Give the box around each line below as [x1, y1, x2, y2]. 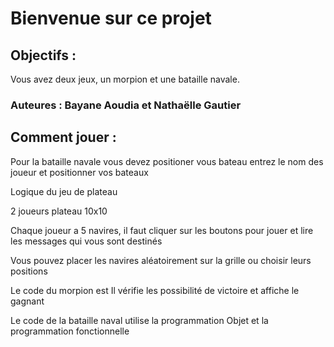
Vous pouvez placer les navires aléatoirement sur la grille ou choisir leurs [10, 254, 312, 266]
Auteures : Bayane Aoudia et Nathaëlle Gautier [10, 98, 242, 112]
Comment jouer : [10, 129, 117, 146]
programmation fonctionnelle [10, 325, 130, 337]
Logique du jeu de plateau [10, 185, 118, 197]
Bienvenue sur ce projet [10, 7, 212, 30]
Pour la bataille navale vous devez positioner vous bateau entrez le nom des [10, 155, 324, 167]
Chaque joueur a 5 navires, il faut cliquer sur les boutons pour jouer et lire [10, 224, 314, 236]
